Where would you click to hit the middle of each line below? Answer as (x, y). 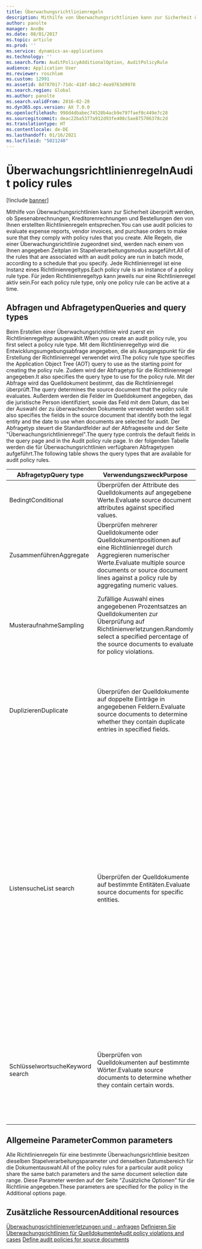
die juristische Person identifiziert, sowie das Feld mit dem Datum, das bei (98, 402)
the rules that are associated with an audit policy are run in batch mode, (95, 256)
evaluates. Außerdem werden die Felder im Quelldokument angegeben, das (100, 396)
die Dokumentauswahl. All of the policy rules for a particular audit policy (95, 1168)
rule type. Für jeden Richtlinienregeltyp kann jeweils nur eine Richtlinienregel (101, 276)
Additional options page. (37, 1193)
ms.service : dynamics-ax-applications (55, 51)
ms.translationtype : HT (36, 124)
